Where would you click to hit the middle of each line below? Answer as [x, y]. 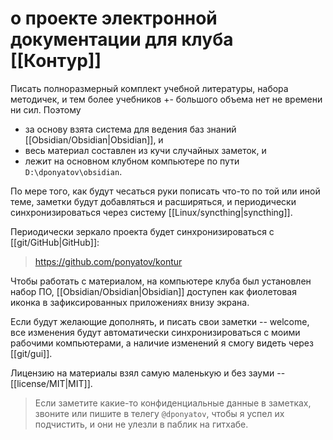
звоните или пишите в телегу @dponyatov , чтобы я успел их [159, 413]
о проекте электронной [114, 18]
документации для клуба [122, 39]
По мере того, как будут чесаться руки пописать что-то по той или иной [165, 191]
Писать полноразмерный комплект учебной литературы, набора [149, 88]
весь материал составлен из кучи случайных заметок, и [145, 150]
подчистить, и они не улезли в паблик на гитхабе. [141, 424]
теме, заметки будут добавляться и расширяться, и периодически [153, 201]
